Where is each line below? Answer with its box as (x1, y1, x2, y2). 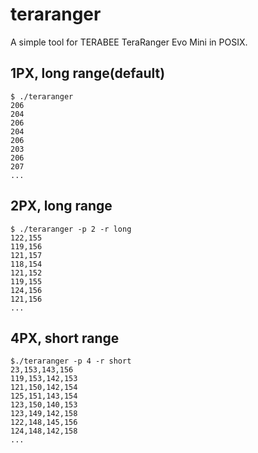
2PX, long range (10, 198, 113, 215)
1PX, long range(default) (10, 65, 166, 82)
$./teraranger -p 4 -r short (10, 356, 132, 367)
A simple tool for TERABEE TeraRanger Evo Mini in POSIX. (10, 36, 248, 48)
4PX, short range (10, 329, 120, 347)
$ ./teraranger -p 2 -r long (10, 224, 132, 234)
